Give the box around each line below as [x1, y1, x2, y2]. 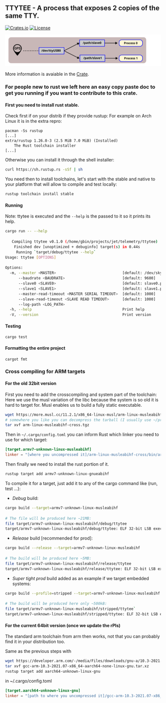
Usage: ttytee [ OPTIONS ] [5, 255, 56, 260]
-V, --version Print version [9, 312, 152, 318]
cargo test [5, 334, 28, 340]
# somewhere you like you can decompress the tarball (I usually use [5, 417, 152, 423]
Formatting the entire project [5, 345, 66, 351]
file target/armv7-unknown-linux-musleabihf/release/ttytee [5, 561, 132, 566]
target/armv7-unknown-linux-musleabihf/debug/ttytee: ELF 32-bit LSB [5, 526, 152, 532]
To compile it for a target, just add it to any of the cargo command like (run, [5, 480, 158, 486]
